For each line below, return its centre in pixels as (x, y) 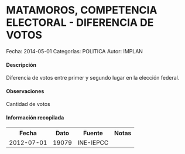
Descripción (21, 64)
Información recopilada (35, 117)
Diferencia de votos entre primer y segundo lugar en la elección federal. (93, 78)
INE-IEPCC (93, 142)
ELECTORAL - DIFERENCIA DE (80, 23)
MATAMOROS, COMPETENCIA (82, 10)
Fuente (93, 133)
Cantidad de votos (28, 104)
